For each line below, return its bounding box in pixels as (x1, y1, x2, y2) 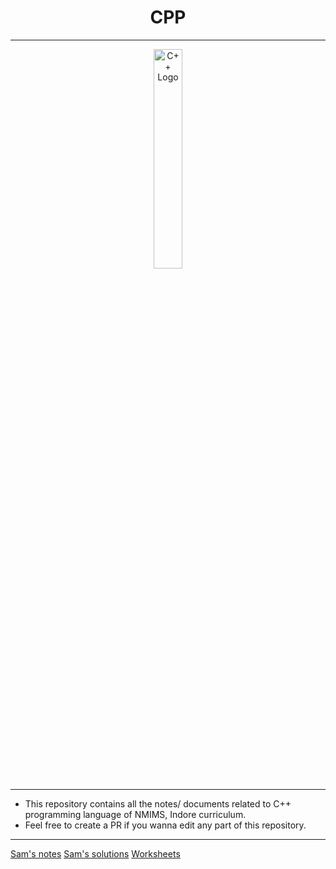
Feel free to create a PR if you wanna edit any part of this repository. (24, 819, 307, 831)
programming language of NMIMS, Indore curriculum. (24, 808, 247, 820)
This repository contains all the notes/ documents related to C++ (24, 797, 292, 810)
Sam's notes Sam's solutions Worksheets (10, 847, 181, 860)
